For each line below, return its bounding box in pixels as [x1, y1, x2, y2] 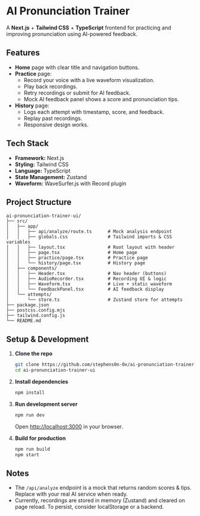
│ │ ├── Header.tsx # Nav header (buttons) [6, 271, 167, 277]
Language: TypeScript [14, 167, 70, 174]
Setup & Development [6, 334, 89, 344]
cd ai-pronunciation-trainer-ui [14, 367, 96, 373]
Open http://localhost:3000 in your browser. [14, 423, 124, 430]
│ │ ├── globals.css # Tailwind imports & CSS [6, 234, 172, 240]
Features [6, 48, 40, 58]
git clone [14, 361, 40, 368]
